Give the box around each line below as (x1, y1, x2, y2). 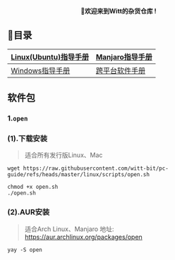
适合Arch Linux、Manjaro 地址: (24, 225, 114, 233)
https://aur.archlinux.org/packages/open (24, 233, 143, 241)
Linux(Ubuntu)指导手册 (11, 52, 90, 62)
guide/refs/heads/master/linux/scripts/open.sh (7, 171, 150, 178)
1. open (7, 113, 28, 123)
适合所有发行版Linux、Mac (24, 151, 103, 159)
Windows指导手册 (11, 66, 71, 75)
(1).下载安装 (7, 134, 48, 144)
